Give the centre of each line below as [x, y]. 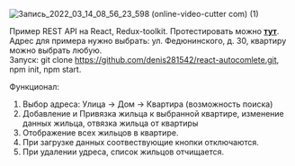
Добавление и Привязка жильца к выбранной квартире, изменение [153, 114]
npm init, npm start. [45, 69]
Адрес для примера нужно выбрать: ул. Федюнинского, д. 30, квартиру [148, 41]
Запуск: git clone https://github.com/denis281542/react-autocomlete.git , [144, 60]
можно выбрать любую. [56, 50]
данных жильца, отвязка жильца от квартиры [110, 123]
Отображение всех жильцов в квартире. [100, 133]
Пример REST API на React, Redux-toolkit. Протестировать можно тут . [144, 31]
